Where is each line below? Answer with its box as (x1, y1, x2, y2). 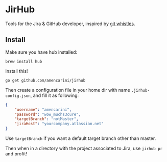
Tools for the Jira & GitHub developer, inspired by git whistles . (5, 21, 135, 27)
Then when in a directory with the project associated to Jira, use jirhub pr (5, 145, 163, 151)
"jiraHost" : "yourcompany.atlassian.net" (14, 121, 104, 127)
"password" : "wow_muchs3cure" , (14, 112, 81, 117)
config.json (5, 93, 31, 98)
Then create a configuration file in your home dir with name (5, 87, 130, 93)
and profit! (5, 151, 27, 157)
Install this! (5, 68, 28, 74)
